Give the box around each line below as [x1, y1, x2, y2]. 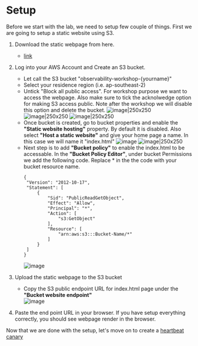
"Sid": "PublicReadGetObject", [47, 195, 125, 201]
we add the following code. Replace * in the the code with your [23, 156, 177, 164]
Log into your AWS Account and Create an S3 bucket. [14, 63, 146, 71]
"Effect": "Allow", [47, 200, 96, 206]
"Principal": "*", [47, 205, 93, 211]
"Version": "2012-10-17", [26, 179, 90, 185]
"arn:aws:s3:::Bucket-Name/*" [58, 231, 133, 237]
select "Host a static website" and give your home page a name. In [23, 131, 189, 139]
